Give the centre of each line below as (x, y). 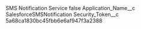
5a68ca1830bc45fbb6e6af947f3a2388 (54, 21)
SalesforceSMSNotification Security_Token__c (62, 14)
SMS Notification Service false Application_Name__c (70, 8)
